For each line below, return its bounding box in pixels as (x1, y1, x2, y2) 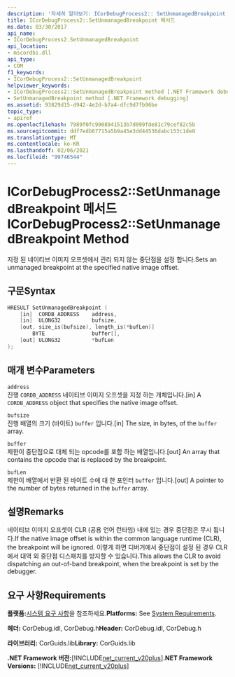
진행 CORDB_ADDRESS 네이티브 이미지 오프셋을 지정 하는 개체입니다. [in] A (7, 390, 201, 399)
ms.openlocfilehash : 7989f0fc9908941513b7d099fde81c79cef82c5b (7, 121, 196, 128)
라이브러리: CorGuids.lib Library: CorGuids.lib (7, 639, 136, 648)
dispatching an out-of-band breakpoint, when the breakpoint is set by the (7, 560, 219, 568)
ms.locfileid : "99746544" (7, 153, 83, 161)
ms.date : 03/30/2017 (7, 23, 68, 30)
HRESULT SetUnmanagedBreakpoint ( (7, 304, 108, 311)
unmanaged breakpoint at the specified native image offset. (7, 263, 180, 271)
